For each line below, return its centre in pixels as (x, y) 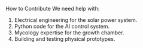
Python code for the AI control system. (62, 26)
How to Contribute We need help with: (53, 9)
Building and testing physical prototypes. (65, 39)
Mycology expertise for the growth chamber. (69, 33)
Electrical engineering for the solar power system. (76, 20)
